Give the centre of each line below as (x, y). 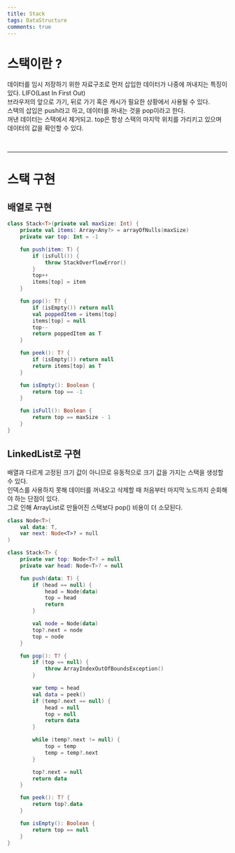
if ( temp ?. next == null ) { (72, 701)
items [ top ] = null (59, 321)
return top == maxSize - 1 (72, 418)
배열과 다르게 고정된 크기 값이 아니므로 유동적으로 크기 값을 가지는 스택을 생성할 (115, 472)
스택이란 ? (35, 63)
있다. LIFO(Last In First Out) (47, 93)
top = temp (60, 746)
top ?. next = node (57, 630)
